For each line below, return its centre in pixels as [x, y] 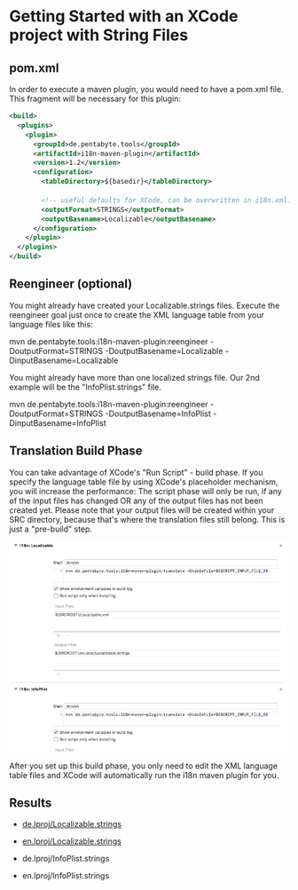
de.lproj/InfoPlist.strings [66, 859]
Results [31, 803]
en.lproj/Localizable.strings [71, 841]
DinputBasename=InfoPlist [58, 422]
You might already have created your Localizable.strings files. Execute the [145, 305]
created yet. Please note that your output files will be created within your [142, 510]
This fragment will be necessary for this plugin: [95, 98]
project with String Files [99, 35]
